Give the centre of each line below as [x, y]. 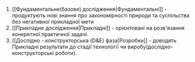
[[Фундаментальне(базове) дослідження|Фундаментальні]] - [89, 9]
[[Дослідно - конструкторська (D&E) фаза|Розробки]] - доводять [94, 40]
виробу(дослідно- [150, 47]
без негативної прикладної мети [53, 22]
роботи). [66, 53]
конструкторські [33, 53]
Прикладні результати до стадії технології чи [69, 47]
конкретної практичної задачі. [50, 34]
